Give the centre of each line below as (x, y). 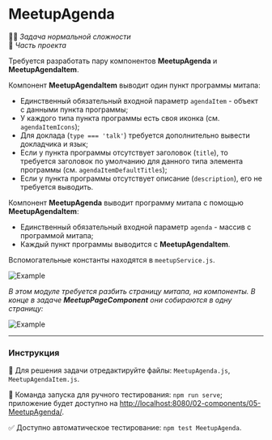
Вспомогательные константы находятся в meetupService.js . (112, 259)
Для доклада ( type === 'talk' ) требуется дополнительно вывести (135, 135)
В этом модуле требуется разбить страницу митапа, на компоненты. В (132, 291)
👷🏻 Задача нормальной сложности (70, 36)
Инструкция (34, 352)
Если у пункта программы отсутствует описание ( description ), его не (141, 178)
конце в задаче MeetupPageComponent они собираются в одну (120, 300)
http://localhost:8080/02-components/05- (190, 404)
